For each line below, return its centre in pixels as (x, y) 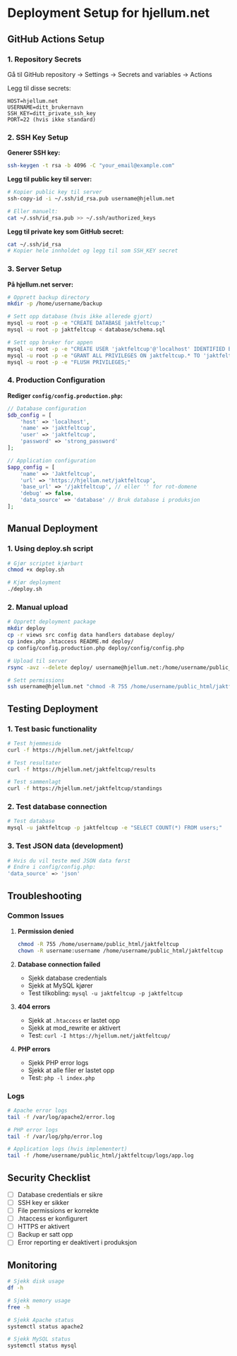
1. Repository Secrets (44, 59)
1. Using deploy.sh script (50, 548)
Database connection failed (59, 964)
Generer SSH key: (34, 152)
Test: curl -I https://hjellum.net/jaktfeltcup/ (99, 1035)
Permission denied (45, 931)
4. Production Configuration (56, 380)
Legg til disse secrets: (39, 88)
